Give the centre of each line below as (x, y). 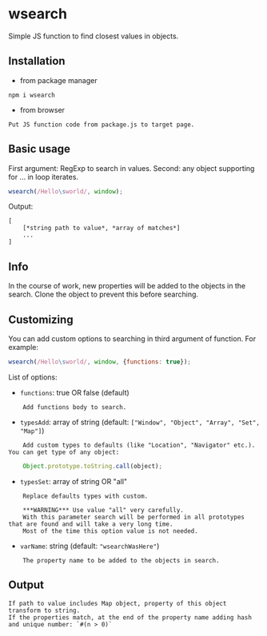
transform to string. (44, 610)
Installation (37, 61)
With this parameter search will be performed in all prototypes (134, 517)
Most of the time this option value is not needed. (110, 531)
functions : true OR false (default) (74, 392)
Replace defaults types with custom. (86, 496)
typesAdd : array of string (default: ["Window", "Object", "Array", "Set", (139, 422)
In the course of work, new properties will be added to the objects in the (127, 286)
